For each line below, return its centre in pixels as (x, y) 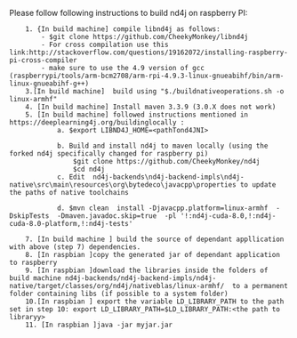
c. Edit (71, 177)
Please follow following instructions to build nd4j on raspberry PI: (128, 13)
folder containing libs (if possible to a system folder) (119, 294)
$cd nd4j (88, 169)
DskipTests (29, 216)
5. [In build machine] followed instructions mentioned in (137, 115)
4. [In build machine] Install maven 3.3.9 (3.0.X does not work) (151, 107)
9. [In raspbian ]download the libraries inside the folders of (147, 270)
